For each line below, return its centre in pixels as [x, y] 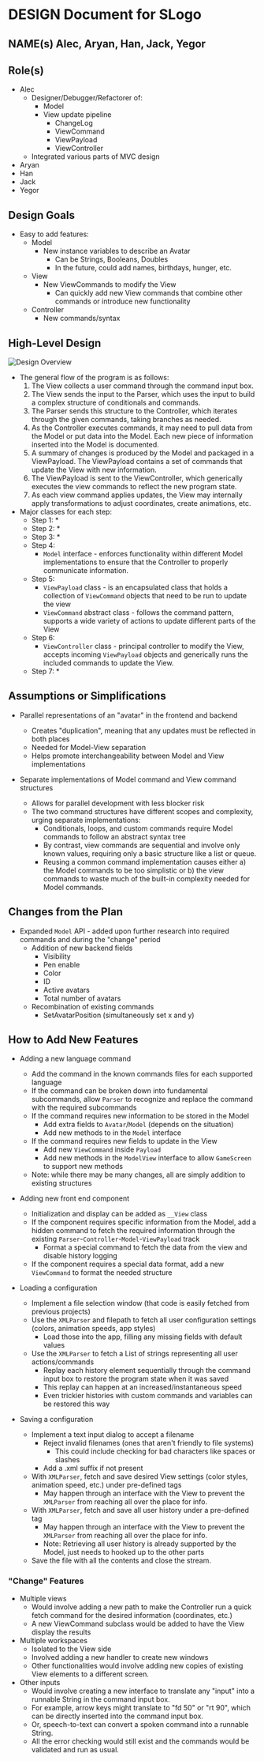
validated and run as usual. [75, 1749]
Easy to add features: [54, 234]
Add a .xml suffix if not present [93, 1469]
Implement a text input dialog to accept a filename [113, 1435]
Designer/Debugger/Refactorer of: [87, 98]
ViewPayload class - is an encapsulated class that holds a [136, 587]
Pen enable [61, 964]
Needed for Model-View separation [89, 747]
